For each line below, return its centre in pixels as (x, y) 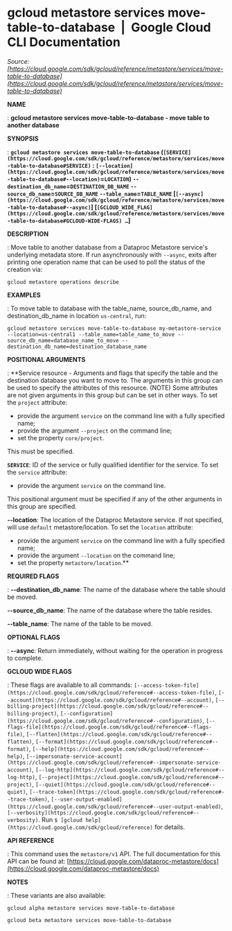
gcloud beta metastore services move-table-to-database (89, 920)
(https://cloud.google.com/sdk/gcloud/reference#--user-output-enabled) (114, 807)
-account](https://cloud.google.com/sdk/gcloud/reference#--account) (110, 700)
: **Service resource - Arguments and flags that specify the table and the (113, 373)
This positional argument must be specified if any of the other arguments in (115, 499)
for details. (170, 827)
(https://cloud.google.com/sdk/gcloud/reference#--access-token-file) (111, 693)
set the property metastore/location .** (73, 562)
